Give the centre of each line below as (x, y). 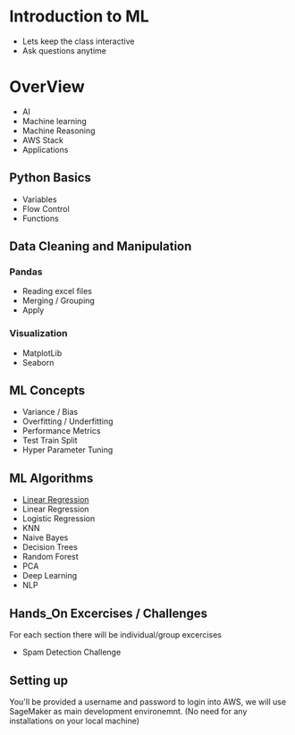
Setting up (39, 680)
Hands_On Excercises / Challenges (109, 613)
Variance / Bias (50, 412)
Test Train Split (50, 441)
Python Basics (51, 177)
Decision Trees (50, 547)
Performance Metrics (61, 431)
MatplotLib (42, 353)
